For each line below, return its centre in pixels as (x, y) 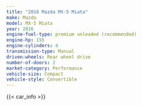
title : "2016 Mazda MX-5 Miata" (47, 12)
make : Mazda (21, 18)
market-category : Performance (45, 68)
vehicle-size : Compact (35, 74)
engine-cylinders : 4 (32, 46)
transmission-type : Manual (40, 51)
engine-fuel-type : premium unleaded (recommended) (72, 35)
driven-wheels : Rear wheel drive (49, 57)
